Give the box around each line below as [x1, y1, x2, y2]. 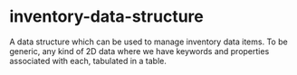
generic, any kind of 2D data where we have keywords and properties [9, 45, 270, 56]
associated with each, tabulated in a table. [9, 55, 168, 66]
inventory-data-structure [9, 6, 204, 27]
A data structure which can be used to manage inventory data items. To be [9, 36, 288, 47]
